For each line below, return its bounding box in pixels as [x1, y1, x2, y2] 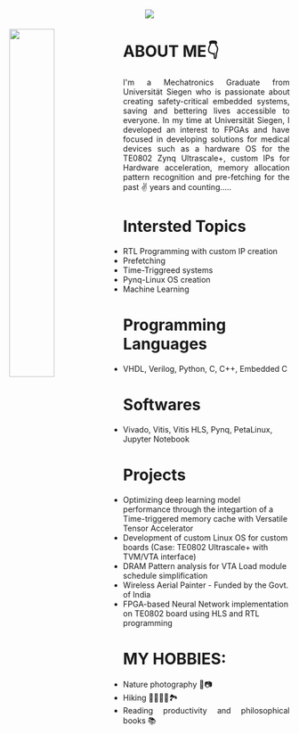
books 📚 [123, 714, 157, 726]
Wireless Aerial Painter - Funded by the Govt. [123, 580, 289, 590]
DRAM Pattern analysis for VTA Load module [123, 560, 287, 571]
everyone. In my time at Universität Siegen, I [123, 115, 290, 126]
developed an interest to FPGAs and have [123, 125, 290, 136]
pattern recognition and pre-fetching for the [123, 172, 290, 183]
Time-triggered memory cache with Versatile [123, 513, 287, 524]
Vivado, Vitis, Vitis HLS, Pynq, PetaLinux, [123, 424, 273, 434]
